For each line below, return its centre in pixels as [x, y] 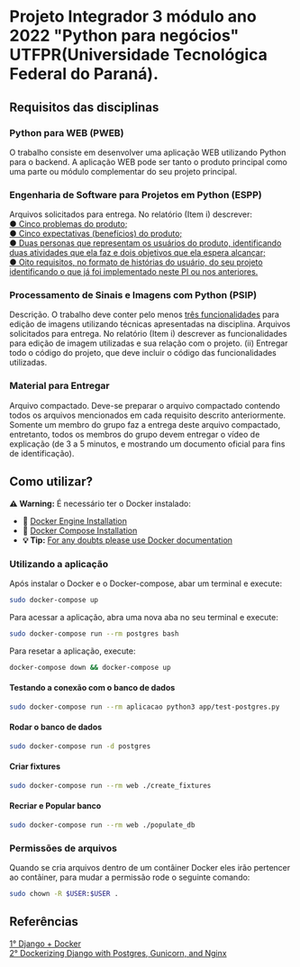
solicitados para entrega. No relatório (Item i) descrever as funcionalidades [148, 334]
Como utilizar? [51, 482]
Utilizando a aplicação [59, 564]
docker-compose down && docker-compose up [90, 667]
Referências [44, 922]
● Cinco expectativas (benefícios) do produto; [96, 234]
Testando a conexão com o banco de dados [92, 688]
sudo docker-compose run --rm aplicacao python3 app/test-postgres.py [145, 707]
